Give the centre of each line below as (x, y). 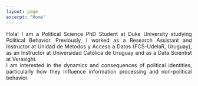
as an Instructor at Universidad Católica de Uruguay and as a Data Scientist (99, 52)
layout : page (22, 11)
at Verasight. (22, 59)
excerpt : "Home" (26, 17)
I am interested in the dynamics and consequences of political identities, (99, 65)
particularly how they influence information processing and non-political (99, 71)
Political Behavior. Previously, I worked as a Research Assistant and (99, 40)
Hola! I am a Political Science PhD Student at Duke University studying (99, 34)
